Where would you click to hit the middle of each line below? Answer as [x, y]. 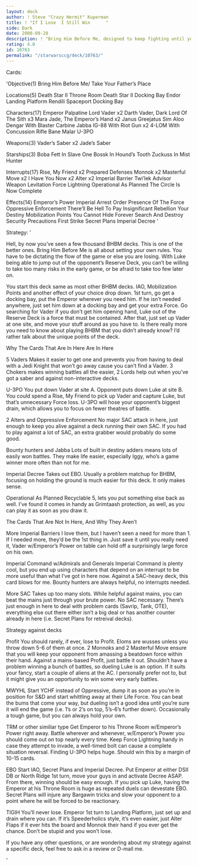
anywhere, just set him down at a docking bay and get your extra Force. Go [97, 305]
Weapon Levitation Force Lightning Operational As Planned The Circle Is [93, 184]
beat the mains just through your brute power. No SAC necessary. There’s [95, 600]
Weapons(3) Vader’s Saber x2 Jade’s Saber [59, 143]
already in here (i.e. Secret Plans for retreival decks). [70, 619]
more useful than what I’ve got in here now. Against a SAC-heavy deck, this [97, 576]
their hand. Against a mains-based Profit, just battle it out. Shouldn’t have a [97, 660]
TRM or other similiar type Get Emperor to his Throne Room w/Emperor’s [94, 727]
